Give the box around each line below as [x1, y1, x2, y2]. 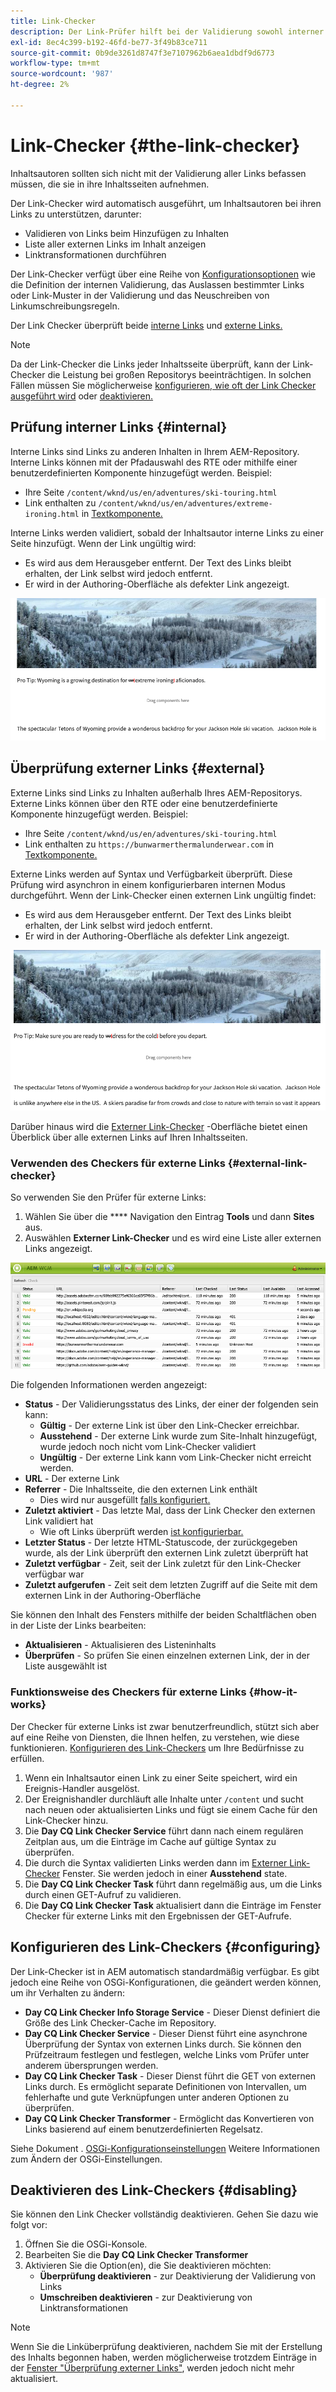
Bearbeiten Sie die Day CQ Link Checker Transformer [24, 2249, 249, 2261]
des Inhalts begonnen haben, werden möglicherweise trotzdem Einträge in [10, 2351, 317, 2364]
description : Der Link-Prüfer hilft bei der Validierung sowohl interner [10, 26, 325, 37]
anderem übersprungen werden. [24, 2059, 159, 2071]
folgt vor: [10, 2219, 48, 2231]
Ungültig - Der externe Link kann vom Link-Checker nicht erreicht [39, 1451, 312, 1464]
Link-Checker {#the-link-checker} [10, 134, 301, 157]
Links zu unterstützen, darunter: [10, 208, 142, 220]
